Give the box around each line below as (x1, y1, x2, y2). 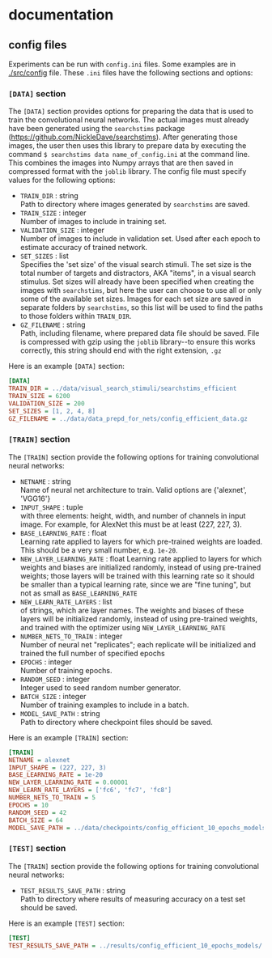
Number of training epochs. (19, 665, 113, 675)
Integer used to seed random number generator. (19, 682, 181, 693)
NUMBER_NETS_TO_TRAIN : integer (19, 631, 123, 641)
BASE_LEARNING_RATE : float (19, 528, 108, 537)
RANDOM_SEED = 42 (8, 808, 67, 816)
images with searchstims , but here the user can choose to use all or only (19, 286, 262, 295)
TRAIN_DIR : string (19, 191, 79, 201)
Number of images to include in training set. (19, 217, 168, 227)
